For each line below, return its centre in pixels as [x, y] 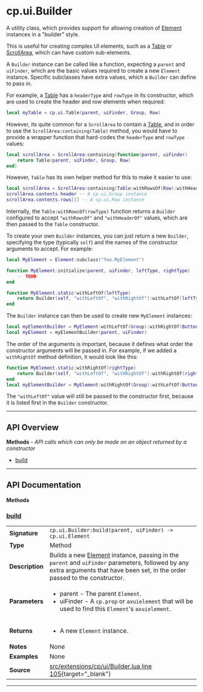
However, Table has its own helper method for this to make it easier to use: [99, 177]
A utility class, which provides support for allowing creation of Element [94, 28]
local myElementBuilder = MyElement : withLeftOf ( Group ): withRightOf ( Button [102, 327]
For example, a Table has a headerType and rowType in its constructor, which [100, 95]
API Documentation [44, 485]
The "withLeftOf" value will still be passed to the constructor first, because [100, 396]
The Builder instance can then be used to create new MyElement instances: [99, 316]
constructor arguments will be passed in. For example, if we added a [92, 350]
